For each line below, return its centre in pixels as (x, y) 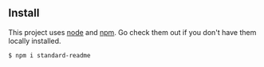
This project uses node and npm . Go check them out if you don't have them (132, 32)
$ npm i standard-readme (49, 55)
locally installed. (35, 41)
